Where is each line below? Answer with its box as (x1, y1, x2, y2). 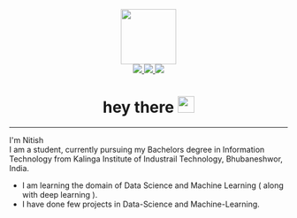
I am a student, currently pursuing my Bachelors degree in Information (9, 144, 265, 154)
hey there (103, 97, 175, 117)
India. (9, 162, 29, 173)
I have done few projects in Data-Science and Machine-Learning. (21, 199, 261, 209)
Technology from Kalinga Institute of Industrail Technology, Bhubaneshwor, (9, 154, 283, 164)
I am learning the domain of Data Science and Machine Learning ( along (21, 180, 285, 191)
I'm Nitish (9, 134, 44, 145)
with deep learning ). (21, 189, 98, 199)
